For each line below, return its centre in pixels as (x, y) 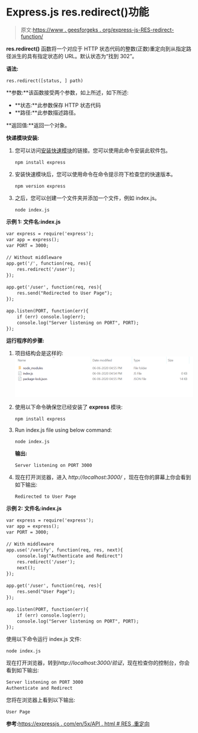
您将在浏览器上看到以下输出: (41, 700)
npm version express (40, 186)
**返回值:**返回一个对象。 (38, 125)
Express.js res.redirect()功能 (78, 12)
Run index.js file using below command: (63, 430)
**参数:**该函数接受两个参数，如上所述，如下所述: (68, 92)
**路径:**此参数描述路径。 (47, 112)
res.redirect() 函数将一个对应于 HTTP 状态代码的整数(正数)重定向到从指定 (96, 49)
